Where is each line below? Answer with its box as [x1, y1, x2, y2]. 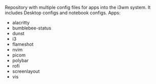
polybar [12, 58, 29, 63]
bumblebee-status [12, 25, 52, 31]
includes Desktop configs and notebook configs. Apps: [5, 10, 121, 16]
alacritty [12, 20, 30, 25]
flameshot [12, 41, 34, 47]
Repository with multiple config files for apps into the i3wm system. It [5, 5, 151, 10]
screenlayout [12, 68, 40, 74]
